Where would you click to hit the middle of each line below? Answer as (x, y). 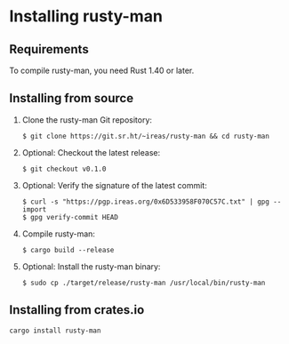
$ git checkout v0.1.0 (64, 169)
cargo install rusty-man (55, 331)
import (34, 209)
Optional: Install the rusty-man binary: (91, 266)
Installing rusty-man (86, 16)
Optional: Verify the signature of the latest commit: (114, 185)
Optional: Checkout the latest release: (91, 152)
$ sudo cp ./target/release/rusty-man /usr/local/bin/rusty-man (144, 283)
